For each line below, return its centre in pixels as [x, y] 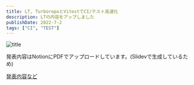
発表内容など [22, 76]
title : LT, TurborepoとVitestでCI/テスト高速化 [62, 11]
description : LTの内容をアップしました [50, 17]
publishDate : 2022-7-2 [34, 22]
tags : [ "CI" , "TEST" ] [33, 28]
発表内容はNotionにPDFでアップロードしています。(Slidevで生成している [95, 57]
